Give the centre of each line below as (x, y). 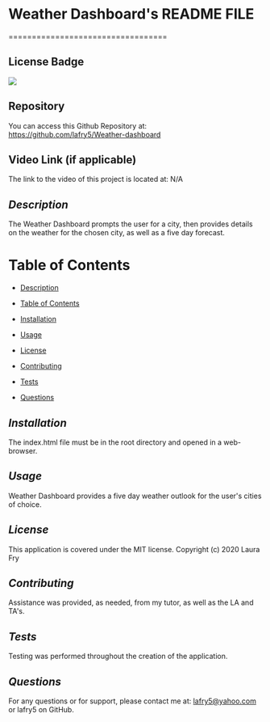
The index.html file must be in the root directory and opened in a (115, 442)
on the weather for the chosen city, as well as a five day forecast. (117, 233)
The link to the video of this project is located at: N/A (96, 179)
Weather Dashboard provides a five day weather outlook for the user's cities (135, 496)
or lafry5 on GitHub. (41, 709)
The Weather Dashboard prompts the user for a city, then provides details (131, 224)
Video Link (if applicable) (73, 160)
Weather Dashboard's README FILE (131, 14)
